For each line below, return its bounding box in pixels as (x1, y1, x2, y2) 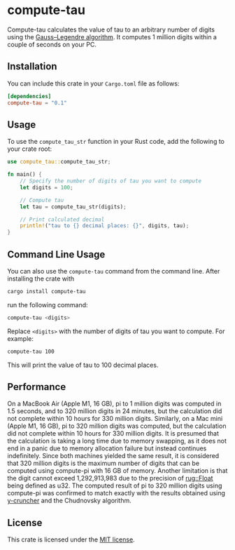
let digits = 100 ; (20, 184, 73, 191)
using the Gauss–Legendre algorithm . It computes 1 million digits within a (7, 32, 217, 41)
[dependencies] (7, 93, 52, 100)
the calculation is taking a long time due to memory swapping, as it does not (7, 437, 227, 445)
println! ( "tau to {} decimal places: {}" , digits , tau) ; (20, 222, 190, 229)
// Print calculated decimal (20, 216, 105, 223)
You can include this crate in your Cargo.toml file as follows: (7, 79, 180, 88)
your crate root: (7, 145, 52, 153)
